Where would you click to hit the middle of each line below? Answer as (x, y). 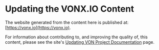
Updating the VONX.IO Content (70, 9)
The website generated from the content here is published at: (67, 22)
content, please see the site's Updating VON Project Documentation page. (80, 42)
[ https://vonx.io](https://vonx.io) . (38, 27)
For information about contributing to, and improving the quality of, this (77, 37)
